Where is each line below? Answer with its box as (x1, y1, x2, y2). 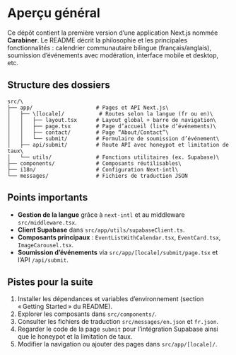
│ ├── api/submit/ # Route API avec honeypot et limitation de (7, 141, 230, 148)
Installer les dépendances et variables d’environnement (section (17, 295, 204, 303)
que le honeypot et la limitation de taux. (17, 332, 133, 341)
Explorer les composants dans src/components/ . (17, 310, 157, 318)
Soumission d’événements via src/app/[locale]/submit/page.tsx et (17, 248, 218, 257)
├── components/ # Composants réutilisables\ (7, 159, 182, 167)
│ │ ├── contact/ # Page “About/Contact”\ (7, 129, 170, 136)
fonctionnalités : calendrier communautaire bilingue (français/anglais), (7, 43, 212, 52)
